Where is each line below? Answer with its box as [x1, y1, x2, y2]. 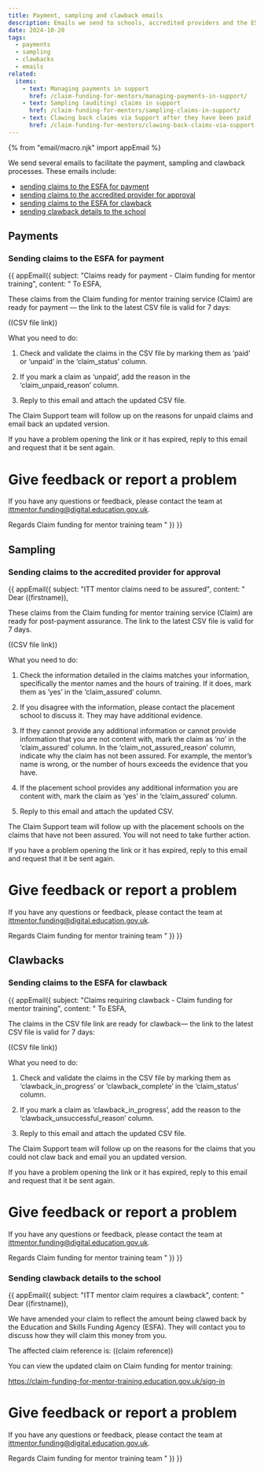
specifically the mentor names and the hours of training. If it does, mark [19, 679, 251, 688]
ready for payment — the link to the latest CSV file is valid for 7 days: [8, 303, 231, 312]
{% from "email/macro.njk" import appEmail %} [8, 142, 161, 152]
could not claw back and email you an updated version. [8, 1152, 187, 1161]
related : [8, 70, 37, 78]
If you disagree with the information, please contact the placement [19, 702, 236, 712]
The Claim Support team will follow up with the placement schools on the [8, 822, 245, 831]
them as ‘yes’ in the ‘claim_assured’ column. [19, 688, 163, 697]
